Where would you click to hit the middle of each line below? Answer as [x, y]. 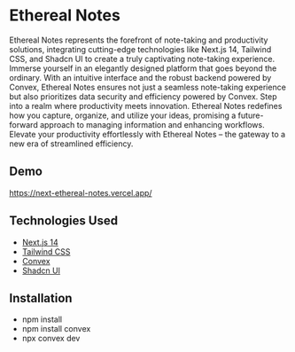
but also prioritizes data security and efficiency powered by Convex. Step [143, 96]
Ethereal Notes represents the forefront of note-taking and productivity [139, 40]
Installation [41, 298]
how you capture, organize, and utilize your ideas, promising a [123, 115]
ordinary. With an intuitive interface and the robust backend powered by [140, 77]
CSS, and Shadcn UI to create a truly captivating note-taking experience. [142, 59]
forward [23, 124]
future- [251, 115]
